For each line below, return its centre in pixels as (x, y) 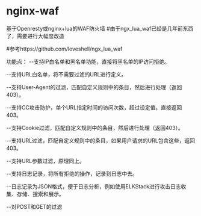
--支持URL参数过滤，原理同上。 (46, 161)
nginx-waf (32, 11)
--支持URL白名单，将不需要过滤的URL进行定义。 (66, 74)
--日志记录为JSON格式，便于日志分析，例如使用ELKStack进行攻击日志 (94, 186)
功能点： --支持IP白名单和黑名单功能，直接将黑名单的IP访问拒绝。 (88, 61)
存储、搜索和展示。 (40, 194)
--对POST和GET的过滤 (34, 206)
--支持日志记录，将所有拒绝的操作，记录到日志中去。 (72, 173)
